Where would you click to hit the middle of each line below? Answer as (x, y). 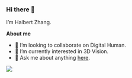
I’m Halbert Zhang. (29, 22)
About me (19, 34)
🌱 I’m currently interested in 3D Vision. (62, 51)
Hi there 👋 (21, 9)
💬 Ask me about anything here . (52, 58)
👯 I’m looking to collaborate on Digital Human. (70, 45)
